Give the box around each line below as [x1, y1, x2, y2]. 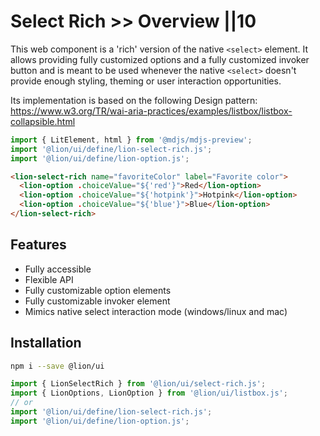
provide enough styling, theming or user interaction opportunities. [10, 75, 282, 87]
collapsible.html [10, 115, 76, 127]
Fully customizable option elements [24, 284, 172, 296]
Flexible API [24, 273, 74, 285]
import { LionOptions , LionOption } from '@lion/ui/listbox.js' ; [10, 388, 288, 399]
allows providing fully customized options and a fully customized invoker [10, 53, 310, 65]
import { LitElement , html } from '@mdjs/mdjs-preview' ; [10, 135, 253, 145]
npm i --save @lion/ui [10, 361, 105, 371]
